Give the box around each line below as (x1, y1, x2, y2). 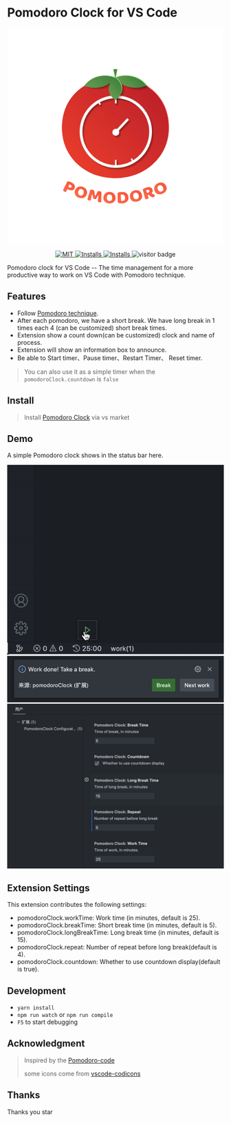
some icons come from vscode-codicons (23, 1069, 141, 1078)
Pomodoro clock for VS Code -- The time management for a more (7, 263, 194, 271)
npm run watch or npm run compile (16, 1011, 113, 1019)
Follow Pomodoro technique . (16, 308, 99, 317)
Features (7, 291, 46, 302)
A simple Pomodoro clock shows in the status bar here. (7, 451, 164, 459)
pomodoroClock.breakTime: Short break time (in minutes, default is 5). (16, 921, 217, 930)
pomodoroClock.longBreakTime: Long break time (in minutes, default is (16, 928, 219, 937)
